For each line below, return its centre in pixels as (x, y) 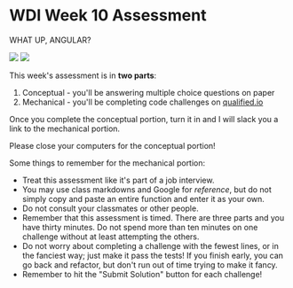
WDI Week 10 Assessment (108, 16)
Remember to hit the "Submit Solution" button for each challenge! (142, 274)
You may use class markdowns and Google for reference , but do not (147, 189)
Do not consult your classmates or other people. (110, 208)
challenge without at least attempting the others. (111, 237)
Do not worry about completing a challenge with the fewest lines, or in (150, 245)
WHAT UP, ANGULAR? (50, 40)
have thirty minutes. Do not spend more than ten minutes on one (140, 227)
